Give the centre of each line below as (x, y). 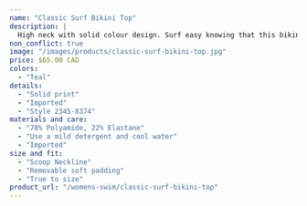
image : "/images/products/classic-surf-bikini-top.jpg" (118, 52)
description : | (38, 26)
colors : (24, 69)
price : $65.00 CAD (44, 60)
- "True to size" (51, 179)
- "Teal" (34, 77)
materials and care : (49, 119)
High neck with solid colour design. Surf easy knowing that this (147, 35)
